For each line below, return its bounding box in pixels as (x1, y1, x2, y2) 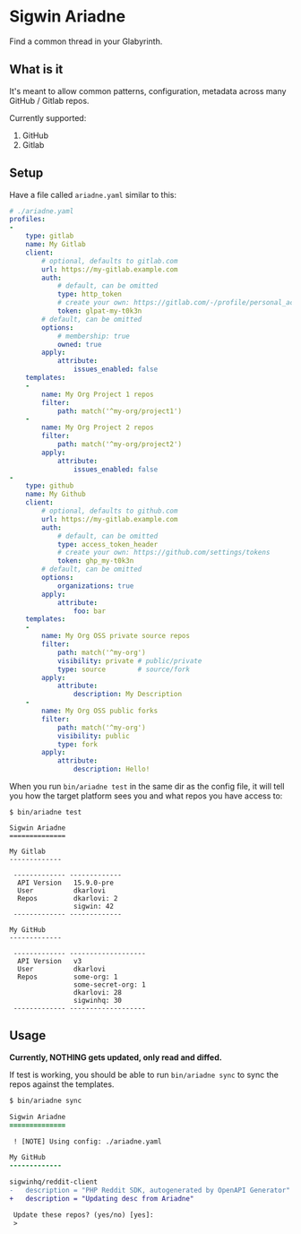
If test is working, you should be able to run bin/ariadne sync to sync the (9, 1069, 279, 1080)
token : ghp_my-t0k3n (56, 557, 134, 565)
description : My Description (73, 690, 182, 699)
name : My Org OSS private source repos (41, 632, 191, 641)
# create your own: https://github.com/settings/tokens (56, 548, 271, 557)
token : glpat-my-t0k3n (56, 306, 142, 315)
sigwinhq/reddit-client (9, 1178, 99, 1187)
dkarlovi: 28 (73, 988, 123, 997)
